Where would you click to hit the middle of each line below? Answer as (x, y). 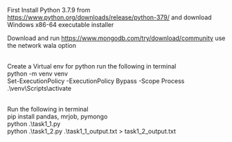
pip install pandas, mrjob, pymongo (57, 116)
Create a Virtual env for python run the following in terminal (92, 66)
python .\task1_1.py (34, 124)
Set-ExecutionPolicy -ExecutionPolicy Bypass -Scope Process (96, 81)
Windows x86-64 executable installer (61, 25)
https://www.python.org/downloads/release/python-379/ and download (110, 17)
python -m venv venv (37, 73)
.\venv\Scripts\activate (39, 88)
